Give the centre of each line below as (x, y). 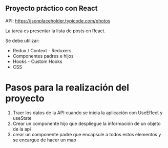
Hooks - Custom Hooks (37, 61)
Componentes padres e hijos (43, 56)
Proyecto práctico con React (52, 8)
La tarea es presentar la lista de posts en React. (56, 31)
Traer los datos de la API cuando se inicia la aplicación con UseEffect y (88, 113)
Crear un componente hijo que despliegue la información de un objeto (87, 123)
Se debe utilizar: (23, 40)
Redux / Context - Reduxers (42, 50)
